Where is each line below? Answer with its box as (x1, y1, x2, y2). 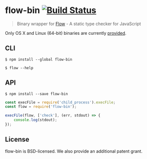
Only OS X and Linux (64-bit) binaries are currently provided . (5, 30, 127, 36)
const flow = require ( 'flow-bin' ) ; (5, 104, 77, 109)
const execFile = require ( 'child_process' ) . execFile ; (5, 100, 116, 105)
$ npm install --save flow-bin (5, 91, 68, 96)
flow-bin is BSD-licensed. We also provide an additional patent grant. (5, 148, 143, 154)
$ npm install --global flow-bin (5, 57, 73, 62)
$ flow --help (5, 65, 34, 70)
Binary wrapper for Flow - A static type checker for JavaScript (16, 21, 141, 27)
